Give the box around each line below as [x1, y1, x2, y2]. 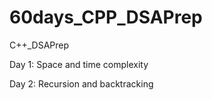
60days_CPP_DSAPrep [9, 6, 203, 29]
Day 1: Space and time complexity [9, 58, 149, 70]
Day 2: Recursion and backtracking [9, 77, 154, 90]
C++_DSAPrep [9, 39, 70, 51]
